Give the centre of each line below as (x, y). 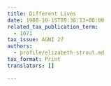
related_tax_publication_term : (53, 27)
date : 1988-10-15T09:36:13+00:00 (56, 20)
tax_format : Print (34, 59)
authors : (20, 46)
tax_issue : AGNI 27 (36, 40)
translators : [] (31, 66)
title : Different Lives (42, 14)
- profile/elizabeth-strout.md (59, 53)
